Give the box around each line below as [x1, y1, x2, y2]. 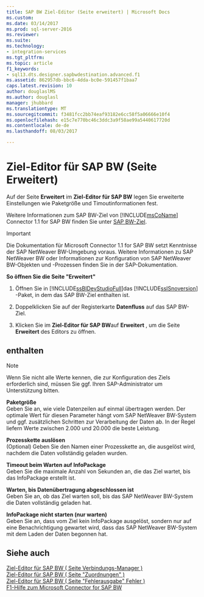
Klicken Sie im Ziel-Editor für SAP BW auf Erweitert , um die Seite [15, 321, 180, 329]
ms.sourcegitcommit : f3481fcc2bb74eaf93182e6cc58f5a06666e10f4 [6, 111, 171, 117]
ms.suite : [6, 37, 32, 43]
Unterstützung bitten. [6, 386, 60, 394]
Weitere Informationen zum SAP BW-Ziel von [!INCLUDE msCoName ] [6, 211, 178, 219]
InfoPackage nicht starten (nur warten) [6, 511, 108, 518]
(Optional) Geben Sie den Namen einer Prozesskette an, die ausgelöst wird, [6, 442, 196, 450]
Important [6, 230, 31, 237]
